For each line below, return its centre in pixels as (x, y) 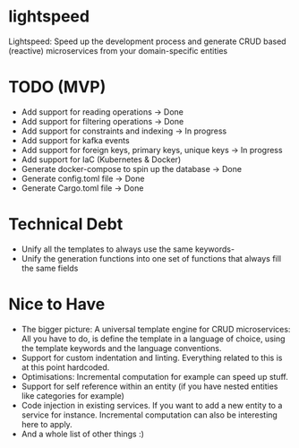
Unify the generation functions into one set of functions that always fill (151, 258)
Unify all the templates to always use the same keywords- (128, 249)
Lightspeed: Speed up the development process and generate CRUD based (148, 41)
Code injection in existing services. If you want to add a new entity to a (152, 405)
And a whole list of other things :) (83, 434)
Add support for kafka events (76, 140)
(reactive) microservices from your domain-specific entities (118, 50)
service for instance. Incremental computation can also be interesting (149, 415)
